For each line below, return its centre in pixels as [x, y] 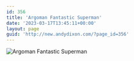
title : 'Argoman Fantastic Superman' [54, 18]
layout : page [23, 29]
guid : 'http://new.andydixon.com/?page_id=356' [68, 34]
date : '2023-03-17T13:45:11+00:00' [51, 23]
